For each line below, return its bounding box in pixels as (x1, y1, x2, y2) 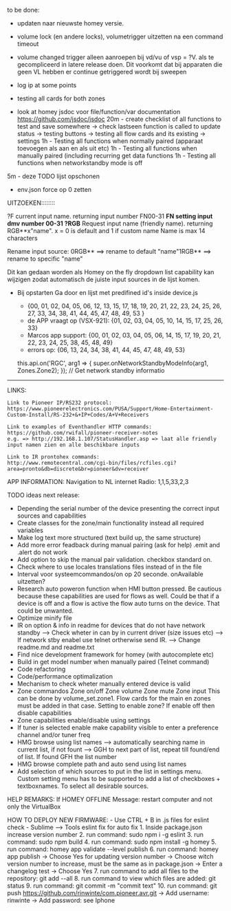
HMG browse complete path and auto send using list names (16, 760, 187, 768)
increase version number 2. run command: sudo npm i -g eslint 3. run (7, 831, 204, 838)
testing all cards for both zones (16, 94, 105, 102)
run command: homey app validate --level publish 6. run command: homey (7, 845, 219, 853)
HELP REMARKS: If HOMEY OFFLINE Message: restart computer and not (7, 795, 213, 803)
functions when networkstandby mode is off (16, 159, 143, 167)
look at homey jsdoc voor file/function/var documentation (16, 108, 181, 116)
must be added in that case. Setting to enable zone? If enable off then (16, 701, 215, 710)
